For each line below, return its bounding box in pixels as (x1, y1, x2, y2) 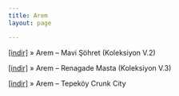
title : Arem (8, 11, 48, 20)
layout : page (8, 19, 52, 27)
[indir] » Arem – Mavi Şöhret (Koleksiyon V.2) (8, 48, 156, 57)
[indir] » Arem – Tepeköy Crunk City (8, 79, 126, 88)
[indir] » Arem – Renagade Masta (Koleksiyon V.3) (8, 63, 172, 72)
